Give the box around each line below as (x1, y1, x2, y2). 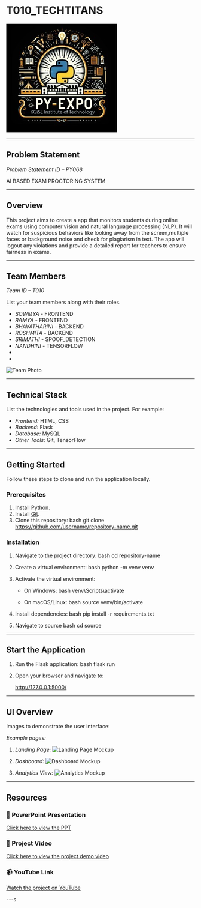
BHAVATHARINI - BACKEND (14, 323, 84, 330)
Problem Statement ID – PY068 (6, 166, 83, 173)
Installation (6, 538, 40, 546)
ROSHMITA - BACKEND (14, 330, 74, 337)
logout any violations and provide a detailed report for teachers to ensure (6, 241, 187, 249)
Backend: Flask (14, 424, 53, 431)
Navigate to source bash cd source (14, 622, 102, 629)
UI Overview (6, 707, 53, 717)
